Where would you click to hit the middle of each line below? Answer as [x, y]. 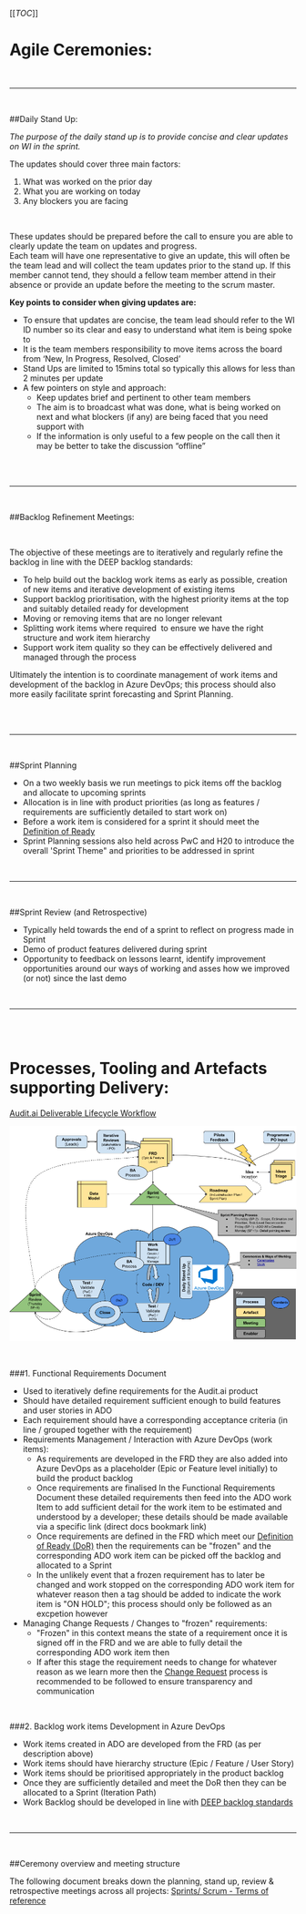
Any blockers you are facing [76, 200]
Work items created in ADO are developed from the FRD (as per [142, 1744]
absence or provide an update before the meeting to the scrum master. [143, 284]
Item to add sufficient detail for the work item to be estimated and [159, 1507]
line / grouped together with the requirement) [107, 1429]
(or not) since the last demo [75, 977]
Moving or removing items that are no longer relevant [122, 618]
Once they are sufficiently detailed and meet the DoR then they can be [154, 1782]
